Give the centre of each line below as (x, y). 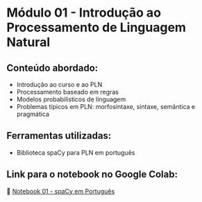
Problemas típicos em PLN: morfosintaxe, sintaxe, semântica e (106, 107)
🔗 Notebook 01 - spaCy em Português (61, 191)
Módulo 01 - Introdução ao (84, 13)
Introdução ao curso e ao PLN (59, 84)
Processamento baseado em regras (68, 92)
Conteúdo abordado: (52, 68)
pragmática (33, 114)
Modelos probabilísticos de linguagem (71, 99)
